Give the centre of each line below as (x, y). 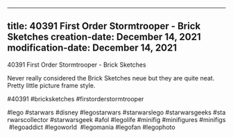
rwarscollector (28, 119)
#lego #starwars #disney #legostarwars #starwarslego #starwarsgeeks (109, 112)
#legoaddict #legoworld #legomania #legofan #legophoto (92, 127)
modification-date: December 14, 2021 (92, 48)
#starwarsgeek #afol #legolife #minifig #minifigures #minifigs (138, 119)
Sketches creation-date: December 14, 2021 (104, 37)
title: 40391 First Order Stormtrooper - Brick (104, 26)
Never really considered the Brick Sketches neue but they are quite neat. (111, 78)
